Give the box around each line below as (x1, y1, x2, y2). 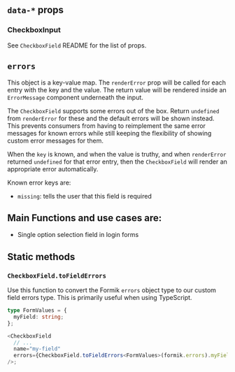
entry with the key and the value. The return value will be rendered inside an (7, 85, 227, 94)
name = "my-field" (13, 345, 61, 352)
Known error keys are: (7, 178, 71, 187)
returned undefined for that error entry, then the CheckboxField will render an (7, 157, 227, 166)
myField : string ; (13, 313, 64, 320)
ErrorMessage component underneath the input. (7, 93, 143, 101)
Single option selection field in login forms (17, 231, 139, 239)
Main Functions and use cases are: (7, 212, 162, 224)
